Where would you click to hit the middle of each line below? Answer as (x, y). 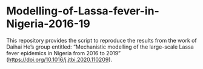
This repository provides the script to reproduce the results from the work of (101, 40)
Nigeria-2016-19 (48, 24)
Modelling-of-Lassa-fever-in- (83, 11)
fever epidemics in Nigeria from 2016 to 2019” (64, 53)
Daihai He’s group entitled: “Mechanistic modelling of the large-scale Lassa (100, 47)
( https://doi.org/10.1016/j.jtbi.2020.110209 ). (59, 59)
